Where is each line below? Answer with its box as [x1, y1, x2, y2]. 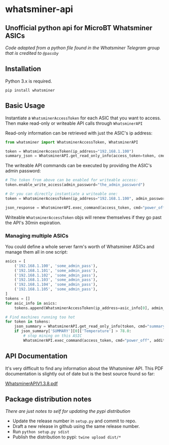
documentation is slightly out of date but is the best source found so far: [5, 370, 155, 377]
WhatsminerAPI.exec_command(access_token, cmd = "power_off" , [23, 338, 152, 343]
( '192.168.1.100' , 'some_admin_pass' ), [14, 263, 98, 268]
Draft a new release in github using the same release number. [12, 423, 140, 429]
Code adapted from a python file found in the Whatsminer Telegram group [5, 45, 160, 51]
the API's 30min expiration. [5, 219, 61, 226]
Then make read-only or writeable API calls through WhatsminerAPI [5, 120, 143, 126]
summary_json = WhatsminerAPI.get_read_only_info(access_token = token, [5, 154, 156, 159]
